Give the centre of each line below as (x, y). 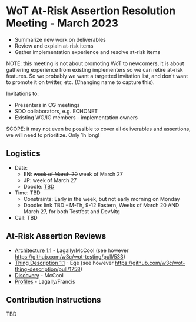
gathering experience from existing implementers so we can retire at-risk (95, 69)
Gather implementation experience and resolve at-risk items (87, 52)
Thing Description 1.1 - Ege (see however (64, 263)
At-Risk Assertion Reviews (56, 236)
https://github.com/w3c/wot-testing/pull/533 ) (70, 256)
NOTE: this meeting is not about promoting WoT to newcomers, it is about (95, 63)
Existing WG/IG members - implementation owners (76, 117)
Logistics (23, 154)
